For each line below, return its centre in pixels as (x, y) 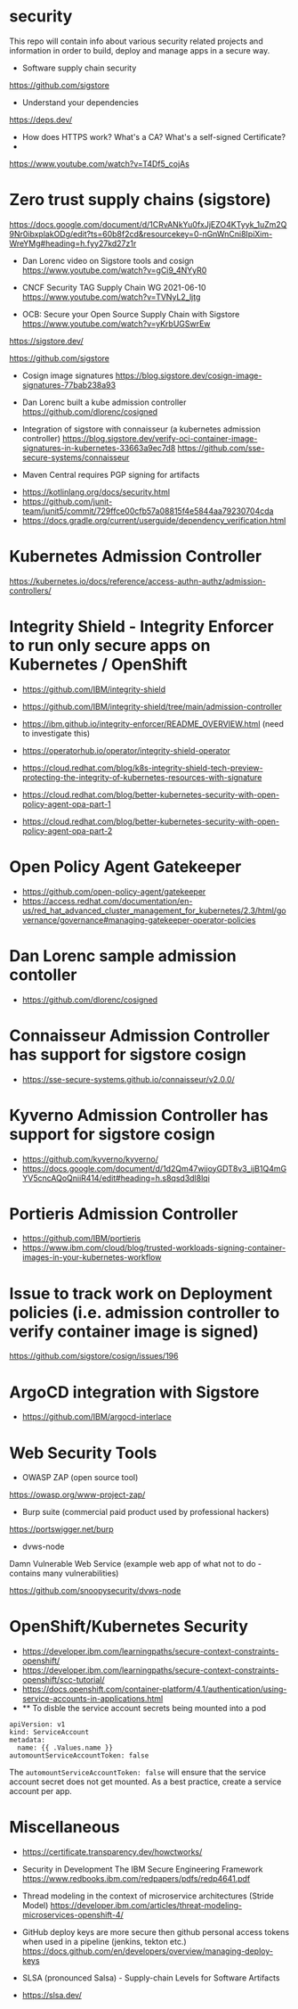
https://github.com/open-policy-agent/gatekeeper (114, 891)
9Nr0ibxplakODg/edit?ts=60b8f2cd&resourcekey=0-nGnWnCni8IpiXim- (141, 234)
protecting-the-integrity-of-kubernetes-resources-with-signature (142, 777)
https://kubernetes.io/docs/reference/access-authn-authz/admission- (138, 580)
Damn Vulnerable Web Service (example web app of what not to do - (136, 1564)
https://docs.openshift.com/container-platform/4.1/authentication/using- (154, 1689)
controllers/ (30, 590)
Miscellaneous (64, 1828)
